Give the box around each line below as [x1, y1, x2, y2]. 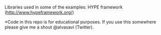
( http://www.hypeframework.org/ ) [4, 9, 74, 15]
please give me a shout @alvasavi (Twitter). [4, 24, 94, 30]
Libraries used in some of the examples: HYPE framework [4, 4, 123, 10]
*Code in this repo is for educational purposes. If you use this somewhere [4, 19, 157, 25]
